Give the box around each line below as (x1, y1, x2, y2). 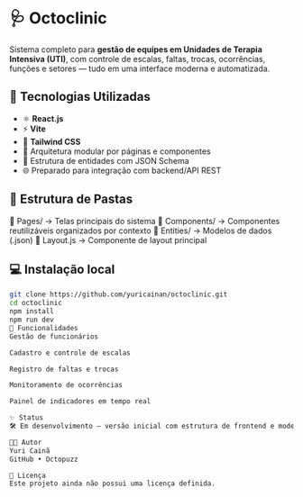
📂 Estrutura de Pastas (9, 192, 133, 207)
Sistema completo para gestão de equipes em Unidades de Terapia (9, 43, 263, 55)
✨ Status (9, 413, 43, 422)
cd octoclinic (9, 299, 63, 308)
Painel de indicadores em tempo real (9, 397, 151, 406)
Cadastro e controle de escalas (9, 348, 131, 357)
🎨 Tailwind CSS (22, 136, 81, 147)
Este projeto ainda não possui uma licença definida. (9, 479, 216, 488)
